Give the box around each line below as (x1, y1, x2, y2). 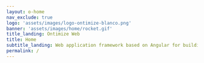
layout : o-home (6, 8, 45, 15)
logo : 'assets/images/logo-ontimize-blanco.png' (6, 20, 132, 26)
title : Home (6, 37, 36, 43)
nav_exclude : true (6, 14, 53, 20)
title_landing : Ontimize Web (6, 31, 80, 37)
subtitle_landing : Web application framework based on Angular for (6, 43, 181, 49)
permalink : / (6, 48, 39, 54)
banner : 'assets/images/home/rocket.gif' (6, 25, 113, 32)
